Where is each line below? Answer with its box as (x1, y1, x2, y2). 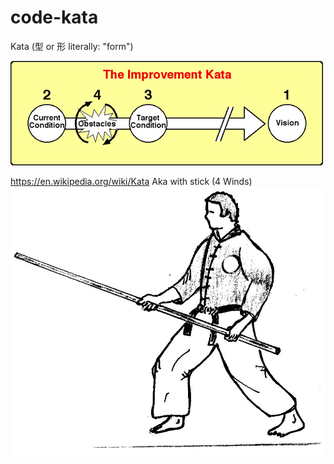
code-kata (10, 6, 99, 29)
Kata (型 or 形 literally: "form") (10, 40, 134, 52)
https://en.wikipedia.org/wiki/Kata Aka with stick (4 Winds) (10, 175, 253, 187)
